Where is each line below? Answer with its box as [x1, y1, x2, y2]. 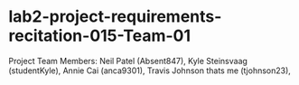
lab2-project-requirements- [8, 6, 222, 27]
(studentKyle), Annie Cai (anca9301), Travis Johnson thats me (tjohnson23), [8, 65, 291, 76]
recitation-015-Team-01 [8, 25, 192, 46]
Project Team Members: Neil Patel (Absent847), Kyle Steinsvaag [8, 55, 248, 66]
